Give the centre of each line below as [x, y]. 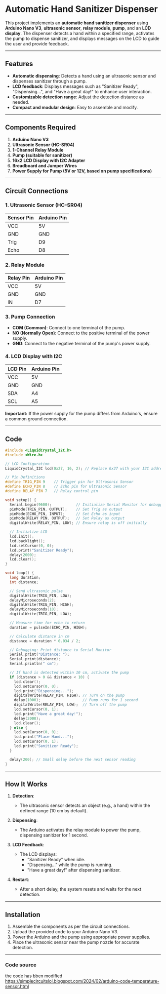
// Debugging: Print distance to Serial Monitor [61, 650]
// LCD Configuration [27, 464]
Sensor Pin [21, 218]
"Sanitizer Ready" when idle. [56, 860]
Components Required [41, 128]
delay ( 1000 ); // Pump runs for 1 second [76, 700]
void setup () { [21, 500]
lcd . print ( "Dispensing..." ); [44, 691]
